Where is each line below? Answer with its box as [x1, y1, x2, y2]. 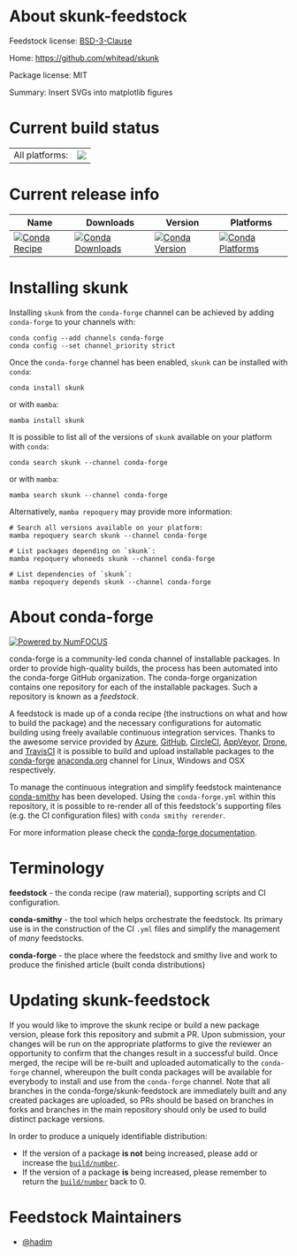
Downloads [85, 216, 135, 228]
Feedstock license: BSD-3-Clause [9, 35, 133, 46]
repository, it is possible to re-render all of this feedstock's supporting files [9, 800, 281, 811]
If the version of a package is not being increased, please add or [21, 1148, 258, 1159]
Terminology [9, 858, 104, 878]
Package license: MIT [9, 69, 88, 81]
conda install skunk [9, 383, 86, 392]
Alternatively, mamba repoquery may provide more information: [9, 506, 232, 517]
